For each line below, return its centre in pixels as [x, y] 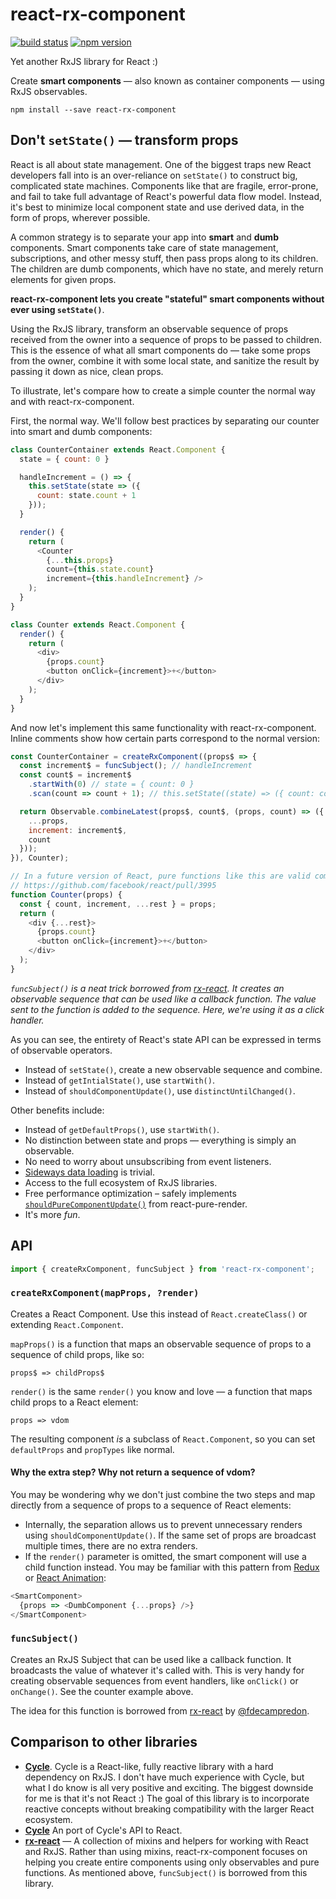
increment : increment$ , [78, 830]
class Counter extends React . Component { [98, 624]
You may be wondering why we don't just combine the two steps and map [163, 1494]
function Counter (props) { [66, 894]
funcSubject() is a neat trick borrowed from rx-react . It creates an [147, 988]
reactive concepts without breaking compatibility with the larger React [169, 1809]
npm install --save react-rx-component [93, 109]
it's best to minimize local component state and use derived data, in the [157, 207]
